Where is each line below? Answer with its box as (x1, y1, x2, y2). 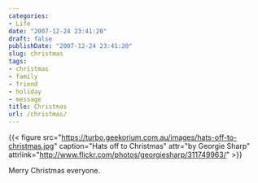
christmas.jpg (8, 142, 55, 150)
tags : (8, 58, 27, 66)
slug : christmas (8, 50, 63, 58)
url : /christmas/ (8, 111, 68, 119)
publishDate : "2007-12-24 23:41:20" (8, 42, 133, 50)
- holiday (8, 87, 42, 96)
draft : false (8, 34, 53, 43)
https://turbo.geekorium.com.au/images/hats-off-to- (60, 133, 238, 142)
